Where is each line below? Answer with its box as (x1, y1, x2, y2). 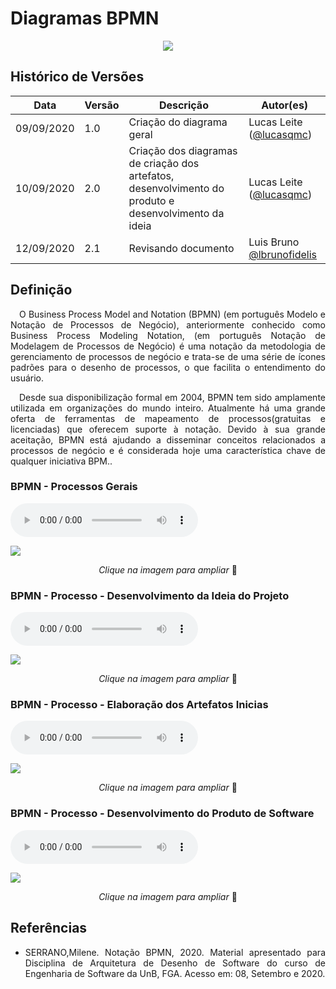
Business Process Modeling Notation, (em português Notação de (10, 329, 326, 341)
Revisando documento (128, 241, 235, 255)
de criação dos (128, 156, 200, 170)
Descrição (158, 98, 209, 112)
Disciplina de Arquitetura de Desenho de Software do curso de (24, 957, 326, 969)
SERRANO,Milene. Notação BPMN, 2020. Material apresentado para (24, 946, 326, 958)
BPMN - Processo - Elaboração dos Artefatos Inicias (10, 698, 269, 712)
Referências (10, 920, 88, 937)
